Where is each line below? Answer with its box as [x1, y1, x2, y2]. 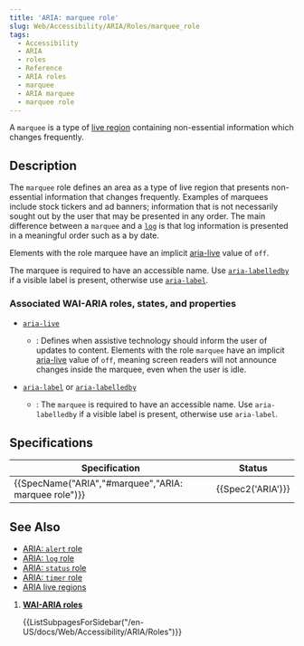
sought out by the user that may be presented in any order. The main [9, 211, 266, 222]
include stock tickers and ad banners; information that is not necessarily [9, 201, 279, 213]
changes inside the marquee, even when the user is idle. [35, 364, 247, 375]
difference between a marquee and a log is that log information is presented [9, 221, 289, 232]
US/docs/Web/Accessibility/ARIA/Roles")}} [22, 626, 183, 638]
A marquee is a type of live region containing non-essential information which [9, 122, 294, 133]
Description [9, 157, 77, 173]
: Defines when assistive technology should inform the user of [35, 336, 268, 347]
